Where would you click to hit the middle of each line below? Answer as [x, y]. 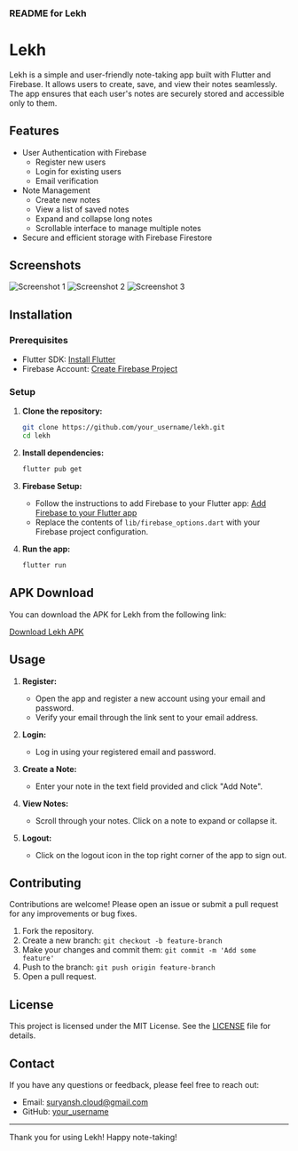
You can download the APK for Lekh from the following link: [118, 614]
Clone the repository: [62, 411]
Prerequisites [39, 340]
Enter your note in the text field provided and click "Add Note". [149, 786]
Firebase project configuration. [92, 532]
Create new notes [67, 199]
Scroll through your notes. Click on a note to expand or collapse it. [156, 820]
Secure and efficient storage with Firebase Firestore [117, 237]
